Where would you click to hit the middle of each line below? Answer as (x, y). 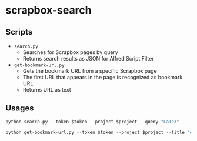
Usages (20, 108)
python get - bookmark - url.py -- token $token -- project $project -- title (95, 132)
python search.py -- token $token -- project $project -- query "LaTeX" (93, 122)
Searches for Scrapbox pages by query (70, 52)
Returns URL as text (47, 90)
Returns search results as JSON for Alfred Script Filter (88, 58)
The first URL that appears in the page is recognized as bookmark (103, 77)
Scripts (19, 32)
